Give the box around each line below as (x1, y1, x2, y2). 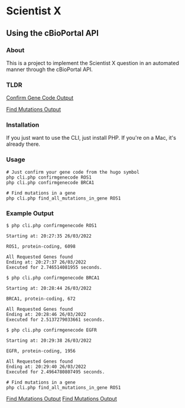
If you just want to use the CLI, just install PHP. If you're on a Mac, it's (6, 134, 177, 142)
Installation (6, 121, 40, 129)
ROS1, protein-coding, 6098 (6, 244, 76, 250)
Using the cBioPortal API (6, 28, 99, 38)
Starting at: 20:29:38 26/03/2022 (6, 338, 92, 344)
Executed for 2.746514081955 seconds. (6, 265, 102, 271)
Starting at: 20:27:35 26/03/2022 (6, 233, 92, 240)
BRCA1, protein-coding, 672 (6, 296, 76, 302)
